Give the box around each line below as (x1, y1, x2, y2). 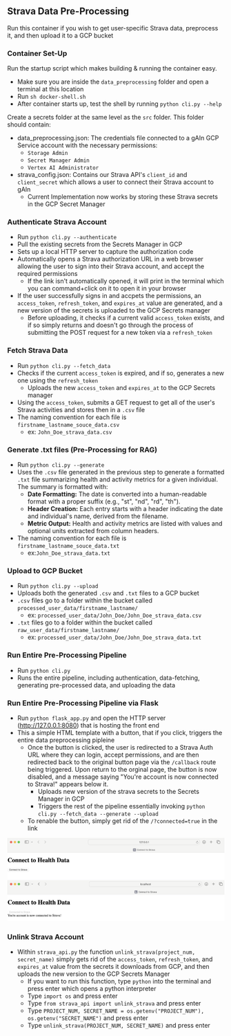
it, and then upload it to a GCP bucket (7, 31, 114, 39)
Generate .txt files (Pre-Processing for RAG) (7, 445, 157, 454)
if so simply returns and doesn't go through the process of (27, 321, 194, 329)
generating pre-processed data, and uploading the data (17, 681, 176, 689)
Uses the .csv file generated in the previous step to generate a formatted (17, 468, 225, 476)
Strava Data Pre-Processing (7, 6, 130, 17)
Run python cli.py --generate (17, 461, 105, 469)
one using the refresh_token (17, 376, 99, 385)
